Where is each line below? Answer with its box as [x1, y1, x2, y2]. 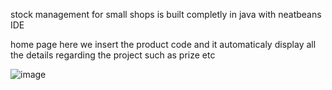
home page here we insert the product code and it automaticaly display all [10, 39, 317, 50]
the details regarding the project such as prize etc [10, 49, 216, 61]
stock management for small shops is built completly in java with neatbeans [10, 9, 322, 20]
